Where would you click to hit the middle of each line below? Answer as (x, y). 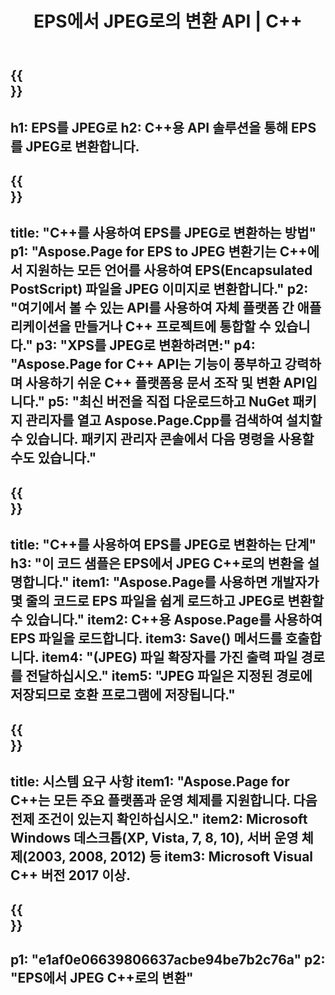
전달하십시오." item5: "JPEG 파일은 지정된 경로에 (169, 676)
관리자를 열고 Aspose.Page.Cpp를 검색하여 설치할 (174, 420)
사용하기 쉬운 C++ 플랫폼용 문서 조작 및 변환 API (165, 383)
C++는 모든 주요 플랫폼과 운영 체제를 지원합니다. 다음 (164, 800)
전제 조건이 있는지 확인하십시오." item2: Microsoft (159, 818)
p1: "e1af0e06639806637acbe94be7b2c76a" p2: (168, 959)
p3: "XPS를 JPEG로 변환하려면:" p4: (145, 345)
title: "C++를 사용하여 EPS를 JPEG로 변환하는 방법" (163, 233)
